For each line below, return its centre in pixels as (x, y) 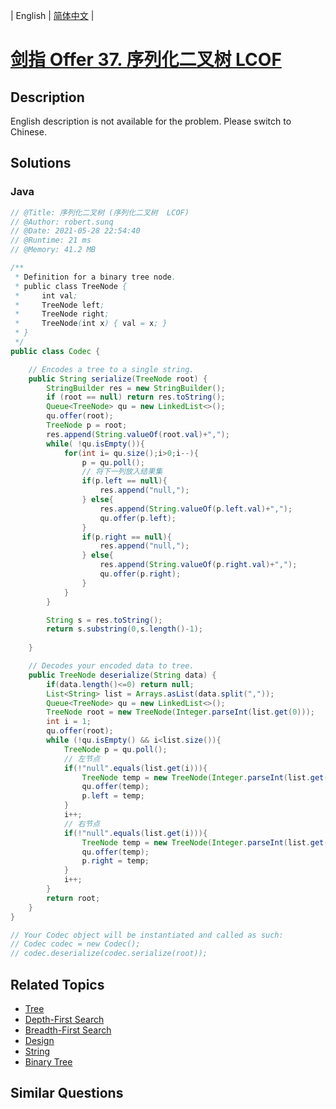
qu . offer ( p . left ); (138, 518)
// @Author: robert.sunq (62, 222)
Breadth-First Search (68, 1030)
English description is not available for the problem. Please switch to (151, 121)
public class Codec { (55, 351)
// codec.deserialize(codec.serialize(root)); (109, 954)
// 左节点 (82, 759)
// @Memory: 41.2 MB (53, 250)
